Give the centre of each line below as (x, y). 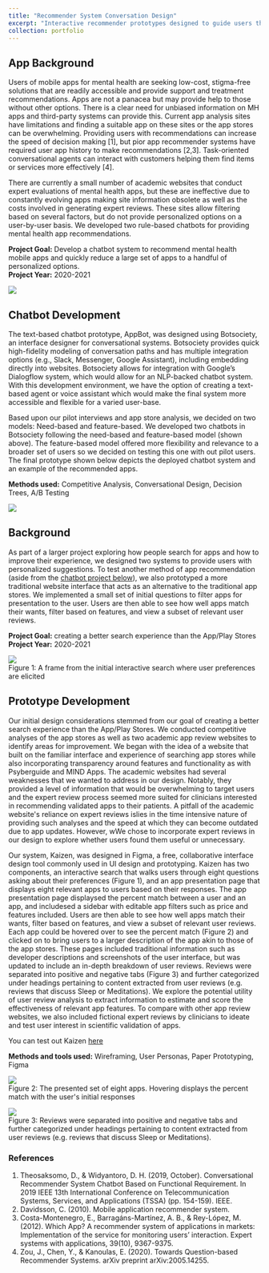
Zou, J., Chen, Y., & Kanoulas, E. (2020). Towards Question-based (129, 1251)
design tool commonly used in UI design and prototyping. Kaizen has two (129, 863)
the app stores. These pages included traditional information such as (122, 948)
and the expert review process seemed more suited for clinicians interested (133, 797)
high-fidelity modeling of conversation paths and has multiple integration (128, 351)
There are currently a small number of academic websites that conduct (125, 183)
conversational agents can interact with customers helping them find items (131, 159)
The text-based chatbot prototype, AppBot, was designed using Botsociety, (133, 334)
